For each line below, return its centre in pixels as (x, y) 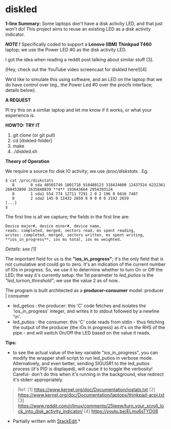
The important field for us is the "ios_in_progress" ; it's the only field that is (84, 259)
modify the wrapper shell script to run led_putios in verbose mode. (83, 358)
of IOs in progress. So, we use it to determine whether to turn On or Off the (84, 269)
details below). (21, 90)
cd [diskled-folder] (32, 140)
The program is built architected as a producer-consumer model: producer (85, 290)
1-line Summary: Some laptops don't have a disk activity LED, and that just (84, 23)
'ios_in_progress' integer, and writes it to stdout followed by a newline (86, 311)
